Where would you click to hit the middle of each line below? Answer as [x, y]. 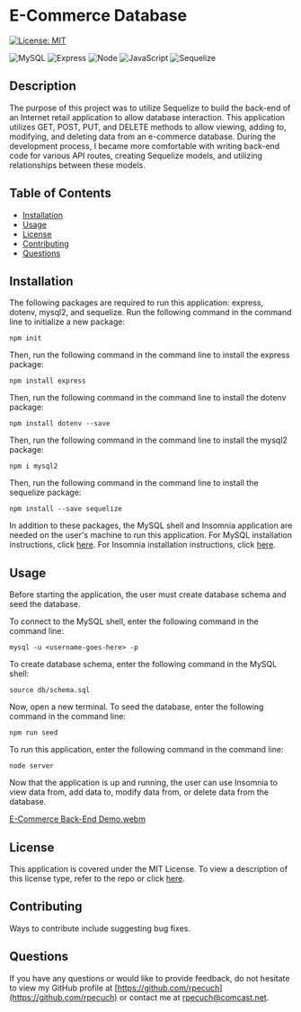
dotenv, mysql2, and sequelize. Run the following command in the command [150, 312]
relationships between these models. [78, 165]
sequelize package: [45, 493]
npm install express [48, 381]
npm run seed [34, 733]
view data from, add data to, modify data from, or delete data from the [139, 792]
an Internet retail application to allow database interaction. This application [147, 117]
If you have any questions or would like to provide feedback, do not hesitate [150, 978]
